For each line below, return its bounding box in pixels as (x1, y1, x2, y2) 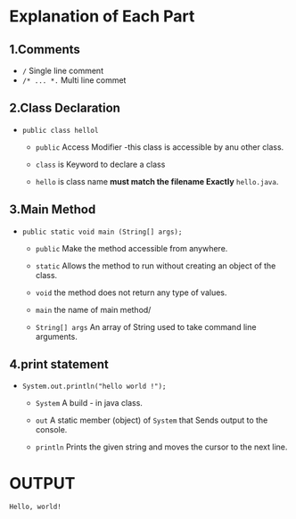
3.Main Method (9, 202, 96, 218)
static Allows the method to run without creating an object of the (35, 260, 276, 271)
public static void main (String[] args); (21, 227, 183, 236)
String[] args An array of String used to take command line (35, 321, 257, 332)
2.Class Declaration (9, 101, 120, 116)
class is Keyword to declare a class (35, 159, 166, 169)
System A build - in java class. (35, 398, 143, 408)
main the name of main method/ (35, 304, 152, 315)
